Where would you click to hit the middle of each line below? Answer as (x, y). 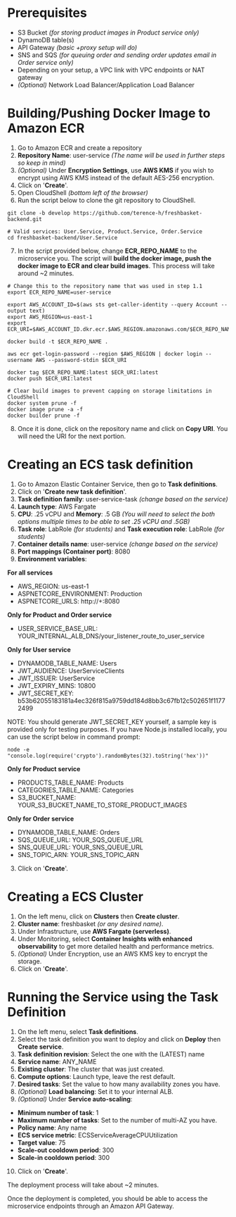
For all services (30, 573)
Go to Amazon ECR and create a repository (80, 148)
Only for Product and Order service (60, 615)
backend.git (25, 219)
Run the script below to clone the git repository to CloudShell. (106, 200)
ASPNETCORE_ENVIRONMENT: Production (80, 594)
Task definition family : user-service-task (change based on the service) (123, 499)
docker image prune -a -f (45, 409)
